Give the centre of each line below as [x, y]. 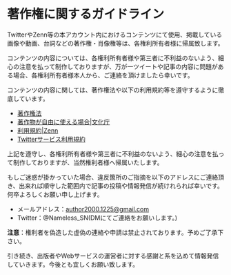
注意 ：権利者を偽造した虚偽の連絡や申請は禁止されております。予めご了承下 [115, 232]
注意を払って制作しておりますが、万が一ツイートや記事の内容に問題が [119, 66]
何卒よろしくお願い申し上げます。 [55, 194]
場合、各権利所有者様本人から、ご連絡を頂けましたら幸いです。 [103, 75]
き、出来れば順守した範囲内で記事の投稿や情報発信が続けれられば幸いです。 [115, 186]
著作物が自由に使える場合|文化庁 [63, 122]
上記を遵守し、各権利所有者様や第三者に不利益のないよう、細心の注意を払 [113, 153]
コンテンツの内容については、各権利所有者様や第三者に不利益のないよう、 [113, 58]
